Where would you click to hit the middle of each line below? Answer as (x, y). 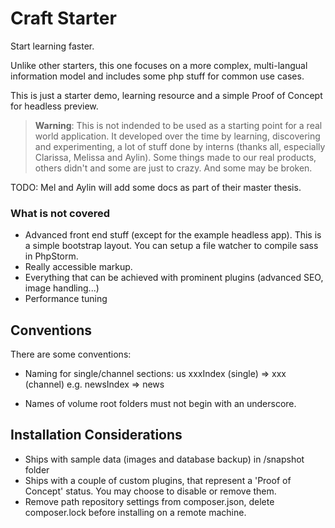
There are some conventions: (71, 354)
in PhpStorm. (51, 256)
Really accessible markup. (78, 267)
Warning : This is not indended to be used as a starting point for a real (178, 125)
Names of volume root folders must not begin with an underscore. (160, 404)
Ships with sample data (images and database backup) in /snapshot (164, 459)
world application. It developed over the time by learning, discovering (177, 136)
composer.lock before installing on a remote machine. (135, 512)
